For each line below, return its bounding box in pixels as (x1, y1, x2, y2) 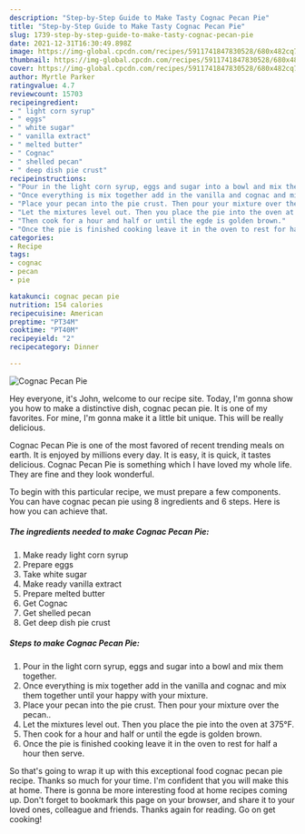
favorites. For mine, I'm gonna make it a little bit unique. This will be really (9, 412, 284, 423)
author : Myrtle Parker (9, 73, 95, 82)
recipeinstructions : (9, 174, 88, 183)
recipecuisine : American (9, 308, 103, 318)
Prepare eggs (22, 558, 74, 569)
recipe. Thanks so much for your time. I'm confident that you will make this (9, 775, 289, 786)
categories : (9, 233, 54, 242)
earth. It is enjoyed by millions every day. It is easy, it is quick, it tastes (9, 449, 271, 460)
